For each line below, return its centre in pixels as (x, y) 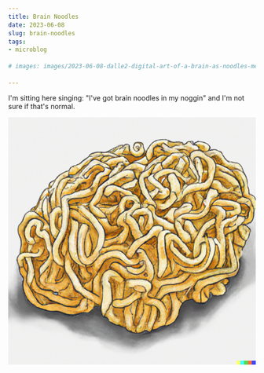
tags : (17, 42)
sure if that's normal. (42, 106)
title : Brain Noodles (44, 16)
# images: (24, 67)
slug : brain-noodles (42, 33)
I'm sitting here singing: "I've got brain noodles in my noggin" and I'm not (126, 97)
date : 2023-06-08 (37, 25)
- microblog (27, 50)
